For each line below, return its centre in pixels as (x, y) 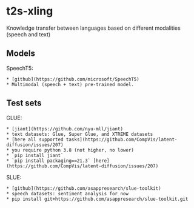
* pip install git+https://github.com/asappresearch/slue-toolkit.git (97, 199)
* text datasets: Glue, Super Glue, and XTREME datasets (80, 134)
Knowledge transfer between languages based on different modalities (93, 28)
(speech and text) (28, 34)
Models (21, 54)
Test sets (24, 103)
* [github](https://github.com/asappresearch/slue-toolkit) (84, 188)
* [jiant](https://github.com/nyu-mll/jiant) (65, 129)
